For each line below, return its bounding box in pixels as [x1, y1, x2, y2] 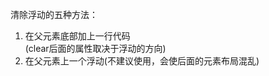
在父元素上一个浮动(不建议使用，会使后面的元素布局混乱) [24, 55, 260, 67]
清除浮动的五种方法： [10, 9, 98, 20]
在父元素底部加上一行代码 [24, 30, 131, 42]
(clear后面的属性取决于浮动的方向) [24, 43, 167, 54]
